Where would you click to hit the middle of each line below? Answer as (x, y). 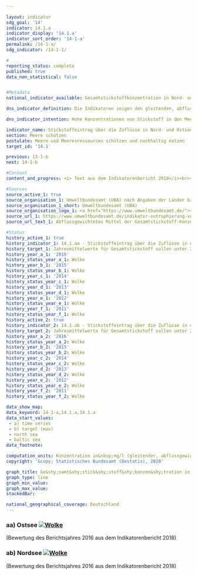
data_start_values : (30, 418)
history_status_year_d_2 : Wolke (45, 375)
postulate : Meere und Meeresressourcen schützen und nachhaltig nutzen (95, 141)
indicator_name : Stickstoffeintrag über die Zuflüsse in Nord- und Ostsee (99, 130)
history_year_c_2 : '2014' (38, 358)
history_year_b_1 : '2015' (38, 265)
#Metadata (18, 93)
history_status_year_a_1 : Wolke (45, 260)
